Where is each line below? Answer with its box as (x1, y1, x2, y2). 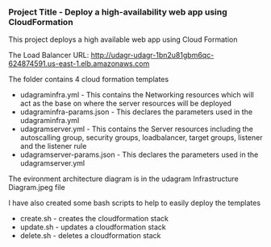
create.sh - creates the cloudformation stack (19, 214, 169, 224)
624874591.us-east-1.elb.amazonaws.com (8, 59, 150, 68)
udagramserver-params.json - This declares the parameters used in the (19, 150, 259, 159)
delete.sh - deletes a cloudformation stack (19, 231, 161, 241)
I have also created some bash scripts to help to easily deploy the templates (8, 198, 261, 208)
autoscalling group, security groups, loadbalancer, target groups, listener (19, 133, 263, 142)
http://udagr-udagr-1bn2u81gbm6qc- (90, 51, 215, 60)
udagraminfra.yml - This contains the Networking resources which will (19, 90, 254, 100)
